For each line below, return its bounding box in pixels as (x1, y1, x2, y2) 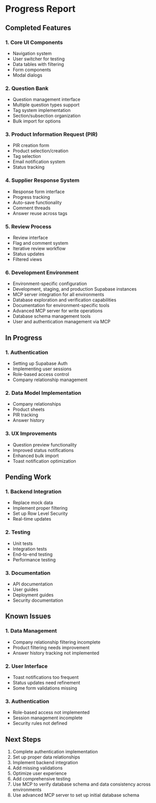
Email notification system (12, 159, 66, 165)
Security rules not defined (12, 720, 68, 726)
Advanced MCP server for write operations (12, 308, 103, 314)
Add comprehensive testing (12, 776, 71, 782)
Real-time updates (12, 516, 52, 522)
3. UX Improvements (5, 430, 57, 437)
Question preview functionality (12, 441, 77, 447)
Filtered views (12, 256, 42, 263)
